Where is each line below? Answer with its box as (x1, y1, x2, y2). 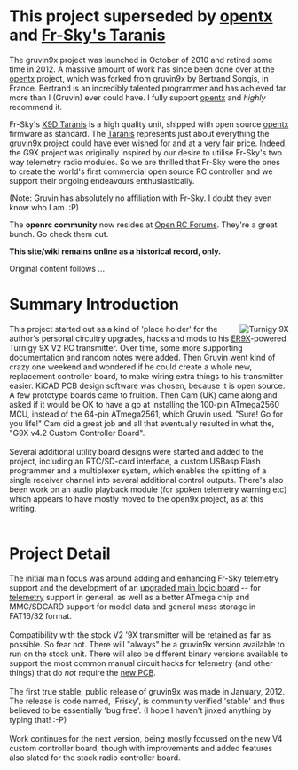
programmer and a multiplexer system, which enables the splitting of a (9, 464, 267, 476)
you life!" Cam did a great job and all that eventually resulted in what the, (9, 417, 275, 428)
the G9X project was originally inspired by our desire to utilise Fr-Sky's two (9, 147, 282, 157)
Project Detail (9, 544, 111, 564)
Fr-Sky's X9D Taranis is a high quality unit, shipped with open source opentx (9, 118, 289, 130)
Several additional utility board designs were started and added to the (9, 446, 264, 456)
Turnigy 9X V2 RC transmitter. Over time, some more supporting (9, 342, 243, 353)
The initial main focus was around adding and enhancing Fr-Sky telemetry (9, 573, 279, 583)
